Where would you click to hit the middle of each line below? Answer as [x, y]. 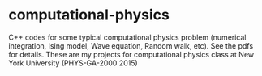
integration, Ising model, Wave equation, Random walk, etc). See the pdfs [131, 45]
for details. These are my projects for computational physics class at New [131, 54]
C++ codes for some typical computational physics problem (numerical [127, 37]
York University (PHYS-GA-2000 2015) [73, 63]
